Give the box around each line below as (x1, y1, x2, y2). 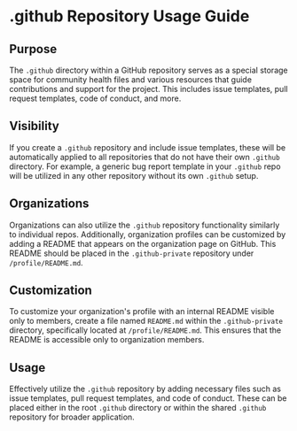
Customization (9, 283, 93, 298)
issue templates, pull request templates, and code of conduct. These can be (9, 393, 287, 404)
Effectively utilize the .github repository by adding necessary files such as (9, 383, 282, 395)
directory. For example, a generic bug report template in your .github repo (9, 161, 281, 172)
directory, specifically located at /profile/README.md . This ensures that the (9, 325, 282, 335)
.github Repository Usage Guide (9, 6, 250, 27)
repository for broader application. (9, 412, 135, 422)
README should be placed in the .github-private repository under (9, 248, 254, 258)
